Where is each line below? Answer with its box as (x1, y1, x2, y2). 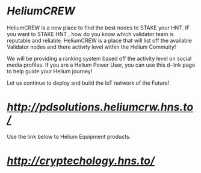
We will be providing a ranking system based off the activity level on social (7, 55, 192, 62)
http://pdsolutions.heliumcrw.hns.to (7, 100, 194, 114)
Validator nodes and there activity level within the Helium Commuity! (7, 43, 176, 50)
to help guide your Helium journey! (7, 67, 93, 74)
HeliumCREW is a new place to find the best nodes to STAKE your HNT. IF (7, 24, 190, 31)
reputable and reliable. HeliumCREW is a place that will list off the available (7, 37, 192, 44)
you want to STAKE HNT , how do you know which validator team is (7, 30, 174, 37)
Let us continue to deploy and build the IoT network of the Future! (7, 79, 170, 86)
